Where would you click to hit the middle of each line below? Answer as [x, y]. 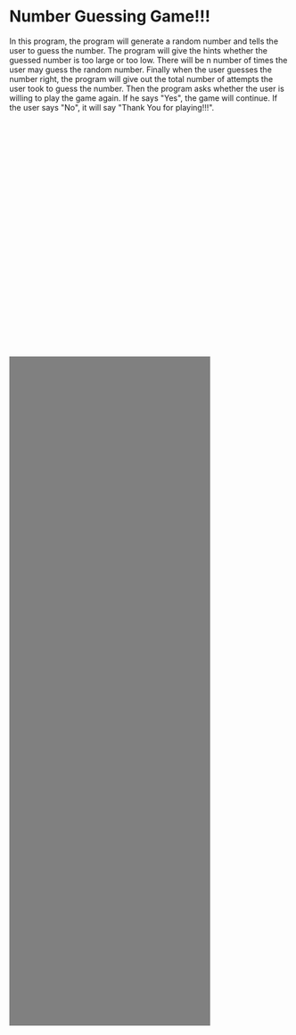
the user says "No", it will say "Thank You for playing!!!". [112, 107]
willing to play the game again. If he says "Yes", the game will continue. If [144, 98]
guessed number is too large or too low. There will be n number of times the [148, 60]
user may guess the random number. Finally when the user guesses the [140, 70]
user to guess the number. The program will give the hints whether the [138, 50]
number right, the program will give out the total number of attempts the [141, 79]
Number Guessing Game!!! [110, 17]
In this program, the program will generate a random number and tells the [144, 41]
